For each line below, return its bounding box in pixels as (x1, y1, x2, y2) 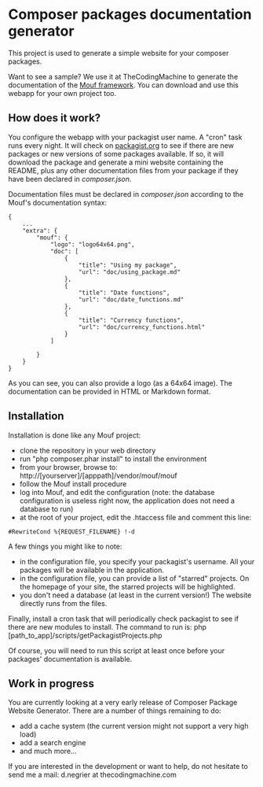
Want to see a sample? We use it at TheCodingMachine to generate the (8, 72, 239, 81)
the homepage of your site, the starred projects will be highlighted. (19, 582, 236, 591)
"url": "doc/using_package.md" (78, 268, 181, 276)
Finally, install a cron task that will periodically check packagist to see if (8, 614, 239, 623)
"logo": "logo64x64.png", (49, 240, 135, 249)
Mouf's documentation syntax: (8, 198, 108, 207)
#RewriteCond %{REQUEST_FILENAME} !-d (8, 527, 135, 536)
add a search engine (19, 738, 86, 748)
